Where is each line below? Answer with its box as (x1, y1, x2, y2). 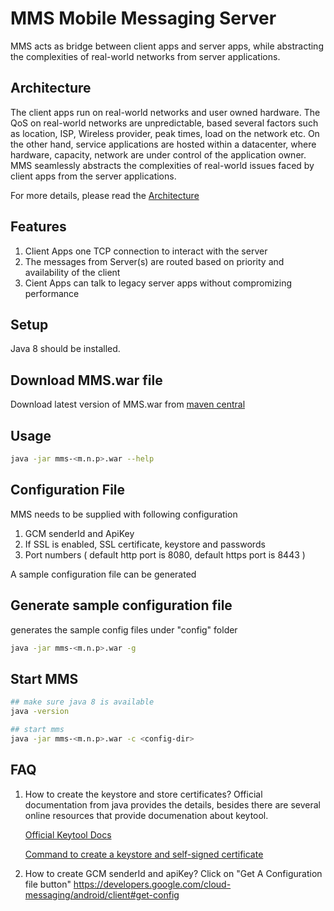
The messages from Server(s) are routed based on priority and (24, 255, 285, 267)
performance (24, 287, 80, 299)
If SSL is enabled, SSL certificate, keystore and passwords (24, 538, 266, 550)
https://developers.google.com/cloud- (73, 878, 232, 890)
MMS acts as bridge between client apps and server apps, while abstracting (10, 40, 324, 52)
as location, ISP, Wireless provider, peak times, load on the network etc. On (10, 127, 320, 139)
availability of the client (24, 266, 121, 278)
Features (10, 218, 67, 236)
